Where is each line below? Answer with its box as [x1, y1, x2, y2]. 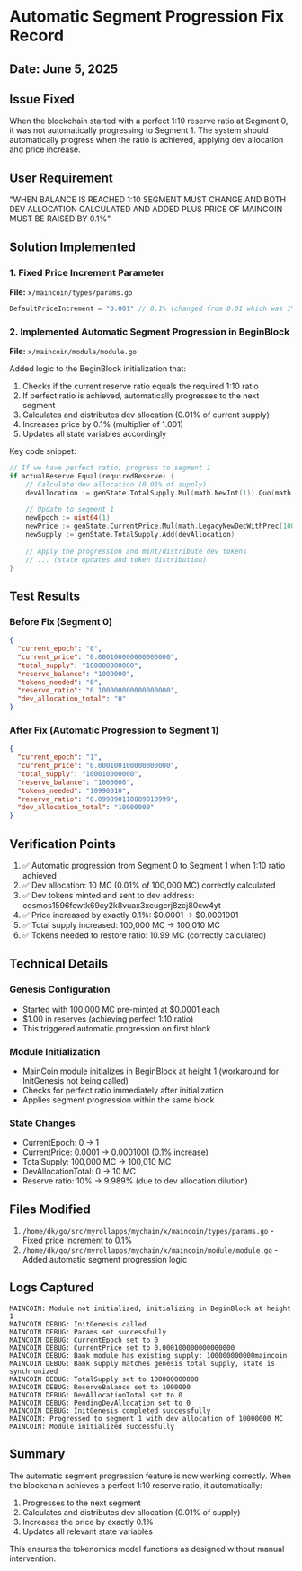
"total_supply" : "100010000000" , [17, 769, 143, 779]
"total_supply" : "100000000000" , [17, 661, 143, 670]
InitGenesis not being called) [22, 1075, 129, 1085]
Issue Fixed [9, 92, 75, 107]
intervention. [9, 1553, 57, 1564]
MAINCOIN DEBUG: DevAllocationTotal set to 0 [9, 1390, 182, 1399]
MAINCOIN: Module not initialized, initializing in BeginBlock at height [9, 1304, 292, 1313]
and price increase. [9, 144, 81, 155]
